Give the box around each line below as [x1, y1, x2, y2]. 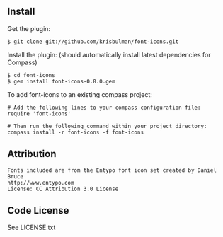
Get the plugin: [7, 24, 51, 33]
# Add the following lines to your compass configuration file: [7, 104, 201, 111]
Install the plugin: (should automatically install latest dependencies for [7, 50, 211, 59]
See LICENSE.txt [7, 223, 56, 232]
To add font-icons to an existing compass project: [7, 90, 152, 98]
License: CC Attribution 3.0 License [7, 185, 119, 192]
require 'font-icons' [7, 110, 72, 117]
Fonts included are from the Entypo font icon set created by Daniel [7, 166, 217, 174]
